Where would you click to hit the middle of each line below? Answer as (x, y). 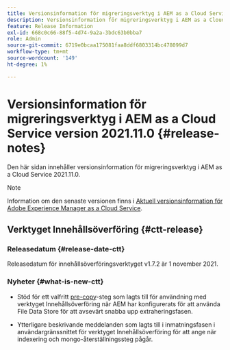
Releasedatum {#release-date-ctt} (66, 249)
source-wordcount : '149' (42, 58)
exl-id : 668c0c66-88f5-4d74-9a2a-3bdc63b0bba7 (75, 33)
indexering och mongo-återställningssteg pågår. (85, 339)
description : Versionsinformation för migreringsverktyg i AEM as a (107, 20)
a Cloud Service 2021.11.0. (44, 174)
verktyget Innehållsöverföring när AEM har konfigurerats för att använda (118, 304)
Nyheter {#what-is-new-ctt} (55, 282)
